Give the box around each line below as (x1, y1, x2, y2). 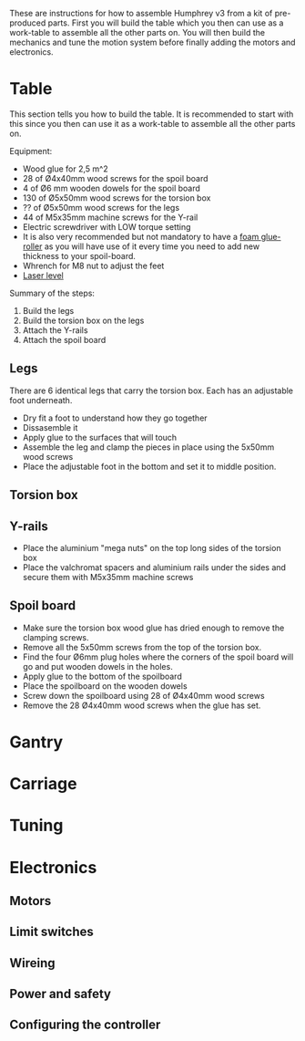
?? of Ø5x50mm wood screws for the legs (22, 202, 180, 213)
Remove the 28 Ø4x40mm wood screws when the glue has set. (22, 700, 261, 711)
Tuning (9, 816, 64, 836)
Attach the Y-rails (22, 324, 88, 336)
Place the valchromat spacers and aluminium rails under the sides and (22, 561, 287, 573)
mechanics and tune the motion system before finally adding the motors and (9, 36, 296, 47)
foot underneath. (9, 394, 73, 405)
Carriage (9, 774, 77, 795)
